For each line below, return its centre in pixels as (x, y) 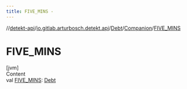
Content (16, 74)
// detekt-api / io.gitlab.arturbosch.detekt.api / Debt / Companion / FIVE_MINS (93, 28)
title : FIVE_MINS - (30, 11)
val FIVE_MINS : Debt (31, 80)
